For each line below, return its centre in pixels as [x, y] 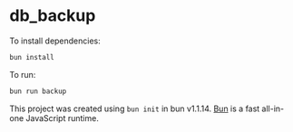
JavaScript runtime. [63, 118]
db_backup [53, 16]
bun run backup [38, 91]
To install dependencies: [55, 41]
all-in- [273, 108]
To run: [23, 74]
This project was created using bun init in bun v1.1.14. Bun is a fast [135, 108]
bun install [32, 57]
